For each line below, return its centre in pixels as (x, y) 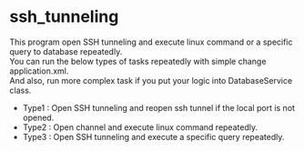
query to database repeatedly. (66, 51)
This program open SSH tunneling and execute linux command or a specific (151, 42)
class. (20, 90)
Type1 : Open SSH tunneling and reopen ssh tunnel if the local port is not (159, 107)
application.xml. (39, 71)
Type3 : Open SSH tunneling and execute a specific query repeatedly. (153, 136)
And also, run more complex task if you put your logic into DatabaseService (151, 80)
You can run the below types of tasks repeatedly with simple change (138, 61)
